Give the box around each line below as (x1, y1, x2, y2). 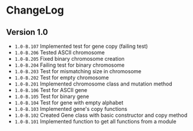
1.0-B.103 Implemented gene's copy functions (14, 106, 128, 112)
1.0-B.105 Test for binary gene (14, 93, 89, 100)
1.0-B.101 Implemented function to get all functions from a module (14, 118, 177, 125)
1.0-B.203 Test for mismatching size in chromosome (14, 68, 142, 74)
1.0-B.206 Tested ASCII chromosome (14, 49, 105, 56)
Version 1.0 (6, 27, 48, 37)
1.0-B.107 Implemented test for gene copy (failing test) (14, 42, 148, 50)
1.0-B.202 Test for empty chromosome (14, 74, 109, 81)
